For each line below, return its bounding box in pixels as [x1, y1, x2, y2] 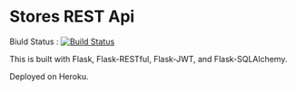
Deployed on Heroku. [9, 70, 89, 82]
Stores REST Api [9, 6, 135, 27]
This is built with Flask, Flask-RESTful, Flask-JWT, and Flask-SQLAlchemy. [9, 53, 288, 64]
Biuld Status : [9, 36, 59, 47]
